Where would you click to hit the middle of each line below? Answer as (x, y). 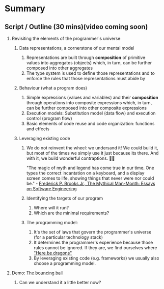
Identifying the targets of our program (65, 198)
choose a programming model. (65, 263)
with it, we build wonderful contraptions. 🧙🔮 (70, 158)
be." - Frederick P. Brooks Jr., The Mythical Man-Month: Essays (91, 183)
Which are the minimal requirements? (71, 213)
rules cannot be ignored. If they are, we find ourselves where (96, 248)
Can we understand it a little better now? (60, 282)
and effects (38, 129)
